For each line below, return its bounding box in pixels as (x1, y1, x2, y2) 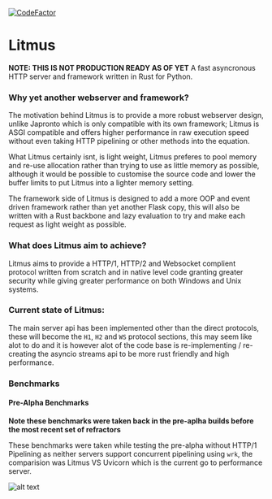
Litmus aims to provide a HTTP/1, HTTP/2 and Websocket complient (8, 258, 236, 268)
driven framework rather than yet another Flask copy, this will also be (8, 202, 240, 212)
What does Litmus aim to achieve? (8, 240, 147, 251)
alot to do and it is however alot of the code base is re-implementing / (8, 340, 241, 349)
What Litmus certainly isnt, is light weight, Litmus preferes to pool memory (8, 152, 257, 162)
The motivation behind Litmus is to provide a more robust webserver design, (8, 111, 264, 120)
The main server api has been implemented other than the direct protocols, (8, 323, 260, 332)
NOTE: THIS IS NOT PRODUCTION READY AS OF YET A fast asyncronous (8, 63, 256, 72)
